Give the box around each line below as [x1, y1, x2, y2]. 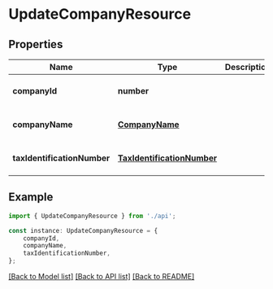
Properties [8, 37, 63, 51]
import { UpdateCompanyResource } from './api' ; [8, 212, 176, 220]
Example [8, 190, 54, 204]
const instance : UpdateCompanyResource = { [8, 226, 158, 234]
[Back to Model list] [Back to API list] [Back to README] [8, 272, 195, 282]
